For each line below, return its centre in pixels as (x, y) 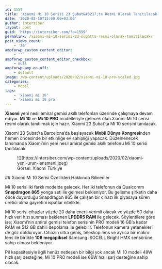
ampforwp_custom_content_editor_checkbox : (49, 59)
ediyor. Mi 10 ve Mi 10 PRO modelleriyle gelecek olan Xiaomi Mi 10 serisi (77, 119)
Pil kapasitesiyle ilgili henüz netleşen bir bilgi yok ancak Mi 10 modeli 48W (79, 252)
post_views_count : (24, 41)
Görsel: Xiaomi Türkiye (40, 168)
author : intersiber (25, 23)
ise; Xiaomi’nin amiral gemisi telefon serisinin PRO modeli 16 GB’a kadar (76, 222)
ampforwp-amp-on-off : (27, 68)
